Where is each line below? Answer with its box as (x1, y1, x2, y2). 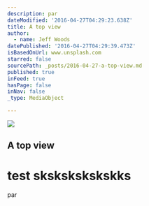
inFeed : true (7, 75, 45, 82)
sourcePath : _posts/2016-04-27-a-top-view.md (7, 62, 142, 69)
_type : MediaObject (7, 95, 64, 102)
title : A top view (7, 23, 61, 30)
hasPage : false (7, 82, 52, 89)
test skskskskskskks (7, 168, 132, 184)
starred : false (7, 56, 52, 63)
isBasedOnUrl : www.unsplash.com (7, 50, 101, 57)
